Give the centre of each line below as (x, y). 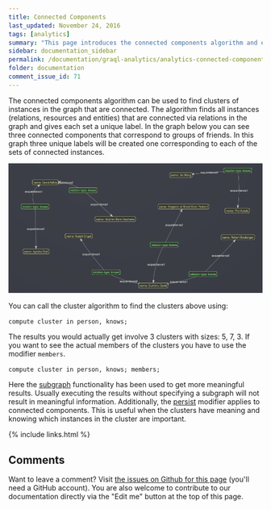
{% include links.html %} (49, 435)
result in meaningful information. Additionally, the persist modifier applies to (134, 402)
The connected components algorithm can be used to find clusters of (124, 100)
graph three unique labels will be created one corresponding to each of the (133, 143)
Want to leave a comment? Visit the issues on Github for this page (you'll (129, 479)
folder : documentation (46, 69)
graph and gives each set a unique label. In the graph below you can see (129, 126)
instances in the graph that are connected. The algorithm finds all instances (134, 109)
